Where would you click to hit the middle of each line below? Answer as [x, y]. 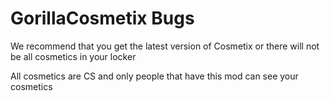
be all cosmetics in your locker [73, 56]
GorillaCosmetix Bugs [102, 18]
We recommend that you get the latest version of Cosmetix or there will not [165, 46]
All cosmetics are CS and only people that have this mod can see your [154, 76]
